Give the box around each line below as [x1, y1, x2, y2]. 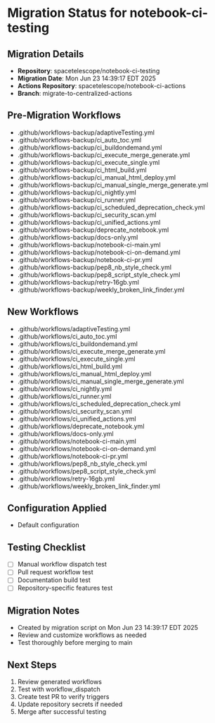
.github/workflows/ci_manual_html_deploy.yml [17, 369, 152, 378]
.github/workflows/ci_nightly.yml [17, 384, 112, 393]
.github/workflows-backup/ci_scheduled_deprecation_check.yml [17, 203, 205, 211]
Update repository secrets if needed [17, 700, 123, 709]
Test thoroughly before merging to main [17, 638, 133, 647]
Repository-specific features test [17, 583, 113, 593]
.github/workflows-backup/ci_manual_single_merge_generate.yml [17, 180, 209, 189]
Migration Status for [7, 5, 127, 21]
